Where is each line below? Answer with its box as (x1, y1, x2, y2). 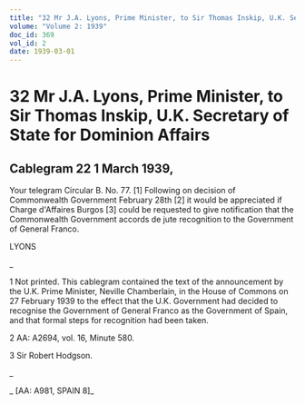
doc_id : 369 (9, 30, 54, 39)
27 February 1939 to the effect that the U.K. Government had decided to (9, 296, 279, 307)
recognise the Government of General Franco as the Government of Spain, (9, 305, 289, 316)
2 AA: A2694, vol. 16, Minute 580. (9, 332, 134, 343)
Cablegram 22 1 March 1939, (9, 161, 174, 176)
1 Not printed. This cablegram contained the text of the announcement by (9, 276, 284, 287)
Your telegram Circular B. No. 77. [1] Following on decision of (9, 185, 236, 196)
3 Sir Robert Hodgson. (9, 351, 93, 361)
